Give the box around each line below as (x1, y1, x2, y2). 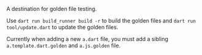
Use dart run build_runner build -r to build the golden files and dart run (6, 17, 196, 24)
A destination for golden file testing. (6, 5, 97, 12)
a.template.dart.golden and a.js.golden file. (6, 42, 121, 49)
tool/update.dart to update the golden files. (6, 24, 118, 31)
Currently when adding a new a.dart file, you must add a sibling (6, 35, 169, 42)
